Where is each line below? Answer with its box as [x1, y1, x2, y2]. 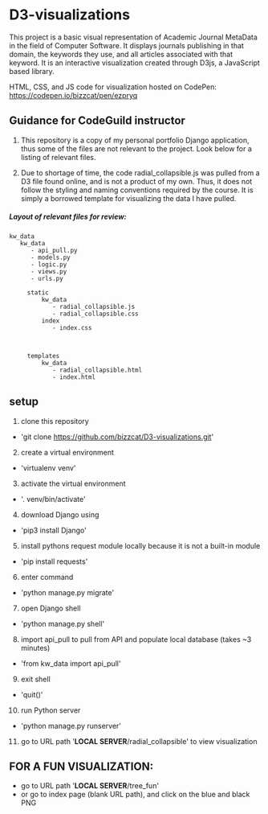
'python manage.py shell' [20, 619, 105, 628]
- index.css [51, 323, 92, 331]
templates [26, 351, 60, 360]
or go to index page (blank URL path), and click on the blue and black [20, 790, 250, 800]
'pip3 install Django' [20, 525, 87, 535]
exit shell [20, 674, 51, 684]
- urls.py [30, 274, 63, 282]
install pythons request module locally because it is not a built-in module [20, 541, 261, 550]
